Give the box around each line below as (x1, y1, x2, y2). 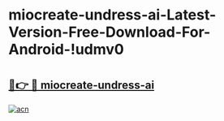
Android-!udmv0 (8, 41, 124, 58)
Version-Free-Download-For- (8, 23, 211, 41)
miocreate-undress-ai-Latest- (8, 6, 217, 24)
